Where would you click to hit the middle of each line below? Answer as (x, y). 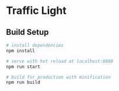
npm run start (23, 67)
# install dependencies (35, 45)
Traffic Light (36, 11)
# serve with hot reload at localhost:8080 (60, 61)
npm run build (23, 82)
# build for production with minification (58, 77)
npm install (20, 50)
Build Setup (27, 32)
